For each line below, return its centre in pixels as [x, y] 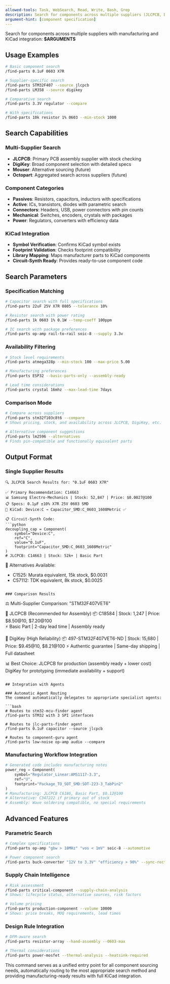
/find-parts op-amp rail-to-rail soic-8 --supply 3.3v [64, 334]
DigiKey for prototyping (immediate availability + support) [65, 671]
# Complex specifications [32, 843]
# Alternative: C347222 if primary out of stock [57, 798]
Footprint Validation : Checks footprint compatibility [67, 250]
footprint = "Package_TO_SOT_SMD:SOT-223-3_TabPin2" [69, 784]
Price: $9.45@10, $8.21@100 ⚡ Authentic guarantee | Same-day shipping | [83, 646]
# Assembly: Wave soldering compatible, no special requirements [75, 803]
